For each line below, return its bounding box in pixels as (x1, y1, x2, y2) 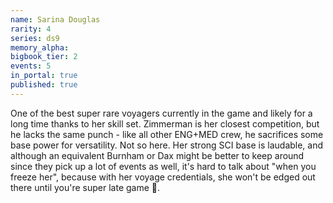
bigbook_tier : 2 (10, 52, 78, 62)
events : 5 (10, 61, 52, 71)
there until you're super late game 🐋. (10, 181, 161, 193)
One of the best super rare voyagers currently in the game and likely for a (10, 107, 313, 119)
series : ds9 (10, 33, 60, 43)
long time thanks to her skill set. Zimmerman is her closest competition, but (10, 117, 320, 130)
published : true (10, 80, 78, 90)
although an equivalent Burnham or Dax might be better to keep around (10, 149, 305, 161)
